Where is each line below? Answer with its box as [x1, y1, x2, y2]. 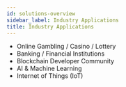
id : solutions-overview [6, 10, 76, 17]
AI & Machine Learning [16, 64, 82, 73]
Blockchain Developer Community [16, 57, 115, 65]
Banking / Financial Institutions [16, 49, 105, 58]
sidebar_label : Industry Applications [6, 17, 119, 24]
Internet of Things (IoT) [16, 72, 84, 80]
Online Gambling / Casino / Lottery [16, 42, 116, 51]
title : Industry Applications [6, 23, 95, 30]
